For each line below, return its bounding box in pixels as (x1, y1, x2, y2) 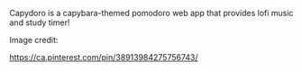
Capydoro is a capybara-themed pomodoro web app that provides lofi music (9, 8, 294, 18)
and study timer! (9, 17, 70, 28)
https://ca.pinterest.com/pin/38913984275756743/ (9, 52, 198, 62)
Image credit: (9, 35, 59, 45)
